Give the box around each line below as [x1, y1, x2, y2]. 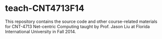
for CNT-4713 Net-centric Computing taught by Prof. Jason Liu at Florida [5, 23, 150, 29]
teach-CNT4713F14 [5, 3, 85, 14]
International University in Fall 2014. [5, 29, 76, 34]
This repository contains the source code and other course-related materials [5, 19, 158, 24]
